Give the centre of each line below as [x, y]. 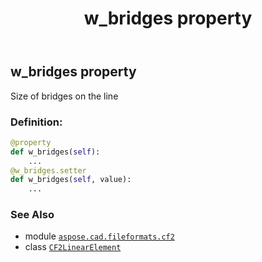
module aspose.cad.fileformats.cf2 [99, 236]
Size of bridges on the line [64, 96]
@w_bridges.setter [48, 170]
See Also [32, 215]
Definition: [36, 122]
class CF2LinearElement [73, 247]
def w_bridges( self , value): [71, 180]
